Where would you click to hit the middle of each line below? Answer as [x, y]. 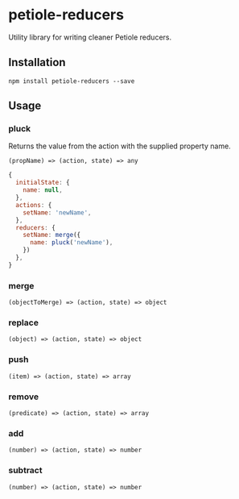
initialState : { [43, 183]
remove [23, 397]
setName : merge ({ [52, 235]
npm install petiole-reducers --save [72, 81]
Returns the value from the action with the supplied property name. [119, 146]
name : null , [43, 190]
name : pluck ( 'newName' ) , [71, 243]
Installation [37, 62]
